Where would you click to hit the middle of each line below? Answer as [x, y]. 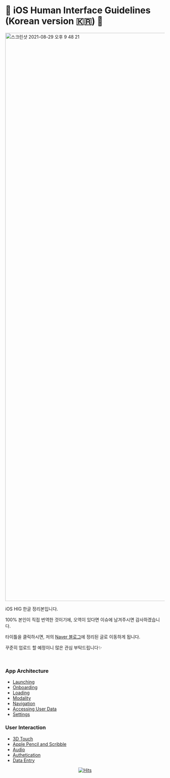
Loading [21, 693]
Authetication [27, 755]
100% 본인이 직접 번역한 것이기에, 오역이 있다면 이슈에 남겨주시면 [70, 619]
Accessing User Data [35, 709]
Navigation [24, 704]
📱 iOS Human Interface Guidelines [78, 10]
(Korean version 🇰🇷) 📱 [54, 21]
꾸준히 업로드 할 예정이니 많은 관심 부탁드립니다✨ [54, 647]
